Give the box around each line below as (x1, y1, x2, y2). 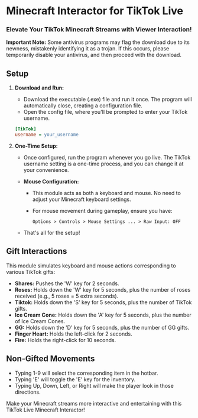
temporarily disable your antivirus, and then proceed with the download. (6, 52, 182, 59)
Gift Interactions (6, 246, 67, 256)
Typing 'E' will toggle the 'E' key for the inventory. (14, 375, 136, 383)
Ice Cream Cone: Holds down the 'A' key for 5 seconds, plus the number (14, 311, 192, 318)
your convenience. (23, 167, 69, 174)
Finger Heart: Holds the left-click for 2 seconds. (14, 330, 133, 337)
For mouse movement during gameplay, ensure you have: (32, 208, 173, 215)
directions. (14, 388, 41, 395)
